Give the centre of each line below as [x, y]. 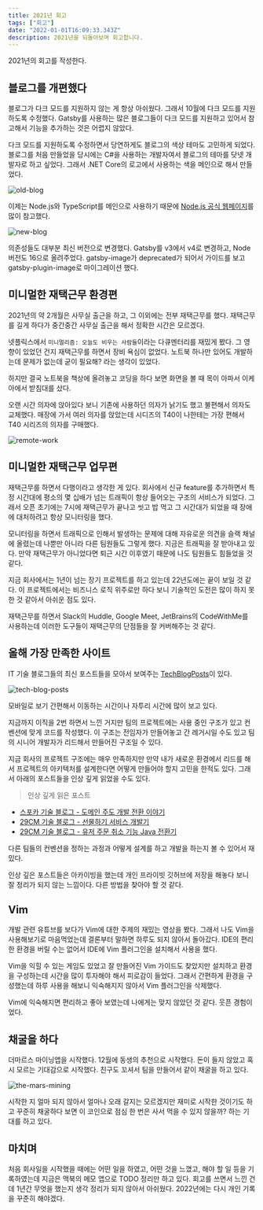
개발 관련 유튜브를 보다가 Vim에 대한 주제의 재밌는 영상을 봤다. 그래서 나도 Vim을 [131, 930]
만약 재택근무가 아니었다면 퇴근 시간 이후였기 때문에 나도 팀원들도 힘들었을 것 [136, 553]
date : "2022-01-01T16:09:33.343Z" [65, 30]
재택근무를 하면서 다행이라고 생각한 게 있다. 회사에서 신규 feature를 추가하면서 [128, 487]
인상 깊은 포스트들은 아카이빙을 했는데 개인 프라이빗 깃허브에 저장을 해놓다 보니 [129, 875]
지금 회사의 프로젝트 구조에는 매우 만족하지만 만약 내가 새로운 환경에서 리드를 [126, 758]
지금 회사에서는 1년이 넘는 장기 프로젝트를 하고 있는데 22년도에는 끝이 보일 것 [126, 580]
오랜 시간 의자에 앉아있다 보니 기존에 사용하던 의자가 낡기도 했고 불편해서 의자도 [130, 404]
